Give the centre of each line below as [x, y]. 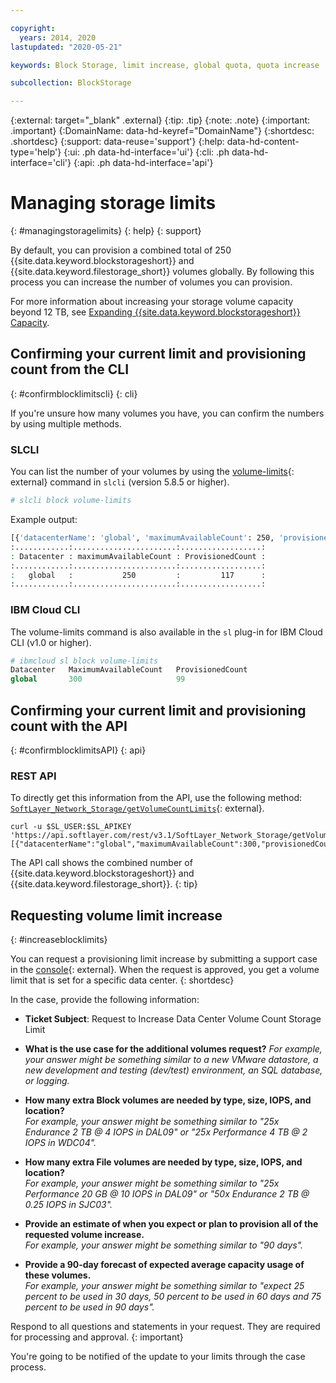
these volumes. [58, 1275]
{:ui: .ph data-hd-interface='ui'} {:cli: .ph [146, 152]
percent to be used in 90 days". [89, 1307]
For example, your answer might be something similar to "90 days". [164, 1245]
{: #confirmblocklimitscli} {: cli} [74, 393]
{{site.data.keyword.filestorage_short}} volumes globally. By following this [162, 272]
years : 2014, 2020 [58, 37]
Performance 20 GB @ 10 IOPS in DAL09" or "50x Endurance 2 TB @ [167, 1194]
